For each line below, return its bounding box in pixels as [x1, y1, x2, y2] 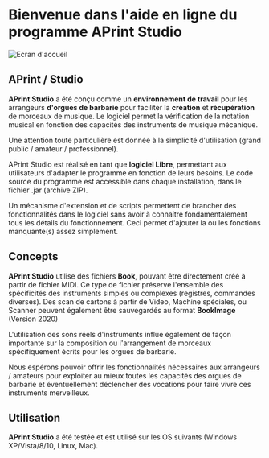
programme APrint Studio [8, 23, 182, 41]
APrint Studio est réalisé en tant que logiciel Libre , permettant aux [8, 159, 227, 169]
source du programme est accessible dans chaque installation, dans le [8, 176, 243, 186]
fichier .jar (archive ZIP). [8, 185, 88, 195]
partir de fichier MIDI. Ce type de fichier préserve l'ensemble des [8, 279, 224, 289]
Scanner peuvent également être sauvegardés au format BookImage [8, 305, 236, 315]
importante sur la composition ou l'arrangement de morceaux [8, 338, 211, 348]
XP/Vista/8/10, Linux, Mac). [8, 441, 99, 451]
